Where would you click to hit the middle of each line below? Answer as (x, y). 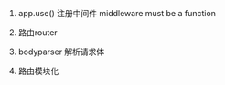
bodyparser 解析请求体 (61, 52)
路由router (37, 33)
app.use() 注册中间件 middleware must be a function (117, 13)
